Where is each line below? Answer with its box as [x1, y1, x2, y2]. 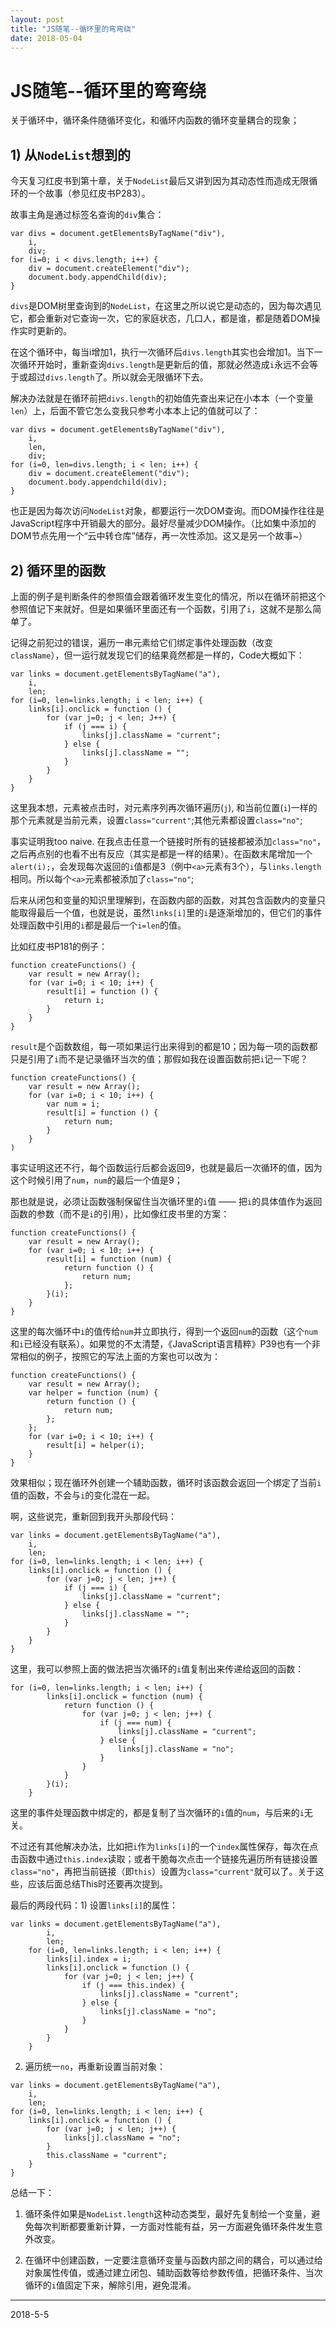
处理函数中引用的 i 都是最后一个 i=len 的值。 [10, 919, 187, 931]
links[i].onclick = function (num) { [46, 1691, 203, 1701]
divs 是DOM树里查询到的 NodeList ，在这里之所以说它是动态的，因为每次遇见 [10, 300, 322, 312]
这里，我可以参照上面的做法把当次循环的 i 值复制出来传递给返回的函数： [10, 1662, 305, 1675]
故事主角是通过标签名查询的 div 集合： [10, 209, 165, 221]
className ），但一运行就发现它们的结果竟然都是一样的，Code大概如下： [10, 649, 305, 661]
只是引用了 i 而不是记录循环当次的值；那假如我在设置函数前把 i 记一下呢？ [10, 1052, 309, 1065]
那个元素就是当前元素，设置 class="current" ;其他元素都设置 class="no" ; [10, 814, 303, 826]
